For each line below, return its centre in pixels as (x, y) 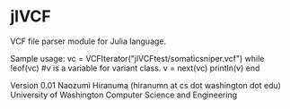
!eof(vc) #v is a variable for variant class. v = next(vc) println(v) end (135, 68)
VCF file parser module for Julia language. (88, 41)
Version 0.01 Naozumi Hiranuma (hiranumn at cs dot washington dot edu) (146, 85)
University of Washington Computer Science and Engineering (123, 95)
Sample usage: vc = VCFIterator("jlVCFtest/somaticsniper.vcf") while (137, 58)
